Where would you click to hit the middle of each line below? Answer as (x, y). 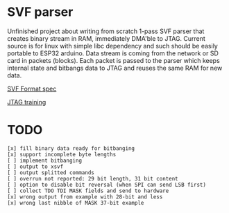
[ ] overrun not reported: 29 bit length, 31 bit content (93, 178)
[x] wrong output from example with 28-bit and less (85, 197)
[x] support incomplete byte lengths (62, 154)
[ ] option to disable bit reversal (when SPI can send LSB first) (107, 185)
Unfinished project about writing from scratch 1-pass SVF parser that (106, 31)
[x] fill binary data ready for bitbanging (71, 148)
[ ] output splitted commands (51, 173)
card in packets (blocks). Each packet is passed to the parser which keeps (113, 60)
